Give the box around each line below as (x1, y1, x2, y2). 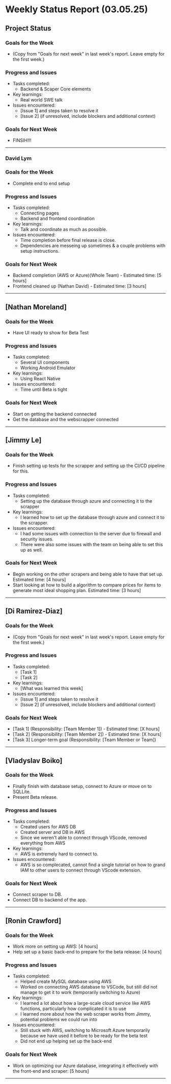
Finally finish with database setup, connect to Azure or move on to (12, 783, 152, 789)
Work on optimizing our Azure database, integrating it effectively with (12, 1063, 159, 1069)
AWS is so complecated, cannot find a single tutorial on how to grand (20, 861, 165, 868)
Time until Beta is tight (20, 386, 68, 392)
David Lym (5, 155, 32, 162)
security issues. (20, 536, 53, 542)
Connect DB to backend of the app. (12, 897, 88, 903)
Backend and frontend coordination (20, 215, 95, 221)
